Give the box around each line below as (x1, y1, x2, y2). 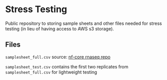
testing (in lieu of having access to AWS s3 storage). (5, 25, 115, 31)
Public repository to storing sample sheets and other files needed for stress (5, 20, 162, 26)
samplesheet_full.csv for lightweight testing (5, 69, 97, 75)
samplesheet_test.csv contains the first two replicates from (5, 63, 129, 69)
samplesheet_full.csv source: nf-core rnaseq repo (5, 54, 111, 60)
